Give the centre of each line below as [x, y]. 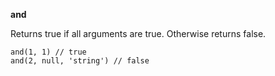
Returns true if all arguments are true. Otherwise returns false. [138, 33]
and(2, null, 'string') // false [80, 61]
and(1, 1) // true [48, 52]
